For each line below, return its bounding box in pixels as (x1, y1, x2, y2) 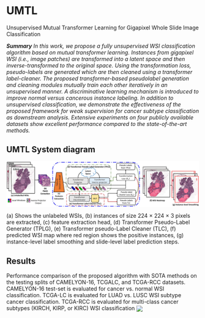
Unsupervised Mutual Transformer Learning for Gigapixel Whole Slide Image (6, 24, 199, 31)
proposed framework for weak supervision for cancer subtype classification (6, 107, 199, 114)
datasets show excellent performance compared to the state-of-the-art (6, 120, 187, 127)
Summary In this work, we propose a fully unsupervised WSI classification (6, 42, 196, 50)
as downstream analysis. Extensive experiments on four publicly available (6, 114, 194, 121)
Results (6, 256, 36, 266)
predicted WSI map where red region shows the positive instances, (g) (6, 232, 184, 239)
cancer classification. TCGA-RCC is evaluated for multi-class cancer (6, 298, 179, 306)
